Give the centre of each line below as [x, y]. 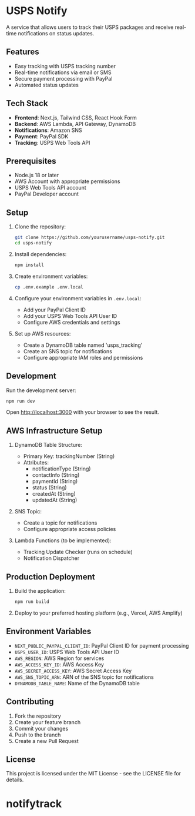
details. [15, 780]
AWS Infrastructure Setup [54, 431]
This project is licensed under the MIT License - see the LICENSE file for [93, 774]
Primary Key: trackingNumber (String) [69, 456]
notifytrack [34, 803]
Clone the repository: [40, 227]
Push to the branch [38, 735]
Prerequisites [31, 161]
